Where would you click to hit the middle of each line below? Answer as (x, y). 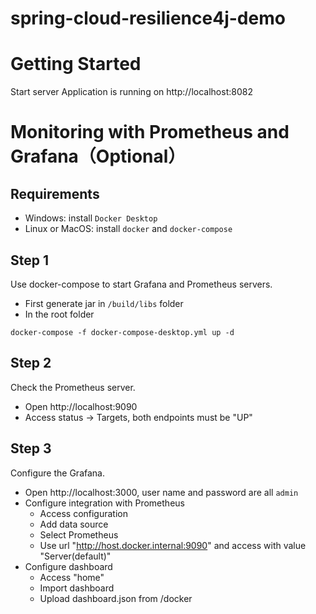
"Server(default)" (75, 556)
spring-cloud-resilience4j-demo (148, 18)
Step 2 (31, 363)
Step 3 (31, 448)
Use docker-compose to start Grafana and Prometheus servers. (141, 284)
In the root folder (59, 314)
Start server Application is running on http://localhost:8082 (131, 92)
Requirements (55, 193)
